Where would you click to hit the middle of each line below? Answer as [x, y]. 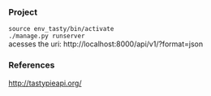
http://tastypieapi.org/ [45, 83]
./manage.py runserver [47, 36]
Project [23, 12]
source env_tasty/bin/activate [61, 29]
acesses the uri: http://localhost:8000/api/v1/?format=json [106, 44]
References [32, 65]
